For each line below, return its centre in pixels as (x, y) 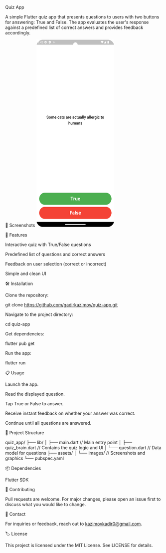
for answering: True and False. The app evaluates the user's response (77, 22)
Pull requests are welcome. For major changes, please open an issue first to (83, 499)
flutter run (15, 363)
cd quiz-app (18, 324)
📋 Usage (15, 373)
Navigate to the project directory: (39, 314)
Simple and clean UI (26, 274)
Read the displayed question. (35, 394)
